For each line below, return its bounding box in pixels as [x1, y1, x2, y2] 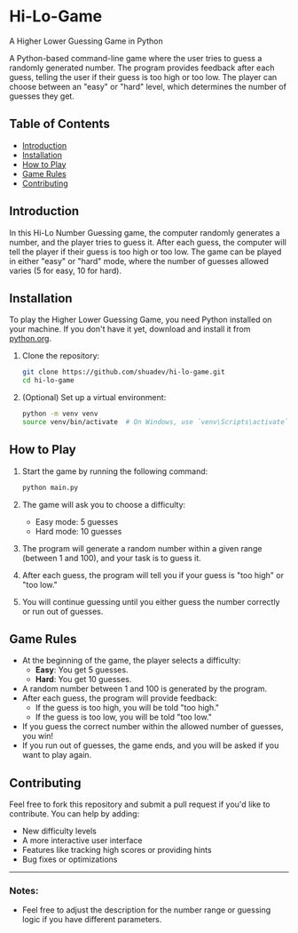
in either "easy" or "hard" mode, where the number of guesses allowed [9, 255, 269, 266]
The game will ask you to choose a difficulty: [21, 499, 186, 510]
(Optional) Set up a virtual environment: [21, 392, 167, 403]
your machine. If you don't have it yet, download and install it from [9, 324, 251, 334]
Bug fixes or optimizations [21, 854, 118, 865]
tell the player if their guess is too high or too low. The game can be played [9, 246, 282, 257]
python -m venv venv [21, 409, 98, 419]
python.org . [9, 334, 51, 344]
